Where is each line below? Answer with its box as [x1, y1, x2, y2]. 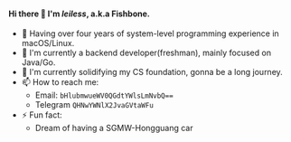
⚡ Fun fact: [21, 109, 62, 120]
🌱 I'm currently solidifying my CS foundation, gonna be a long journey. [21, 67, 284, 78]
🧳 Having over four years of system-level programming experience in [21, 28, 279, 39]
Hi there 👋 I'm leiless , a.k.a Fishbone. [8, 8, 150, 19]
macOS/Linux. [21, 38, 75, 49]
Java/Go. [21, 57, 56, 68]
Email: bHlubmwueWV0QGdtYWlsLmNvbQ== [34, 90, 174, 100]
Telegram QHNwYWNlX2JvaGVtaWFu [34, 99, 155, 110]
